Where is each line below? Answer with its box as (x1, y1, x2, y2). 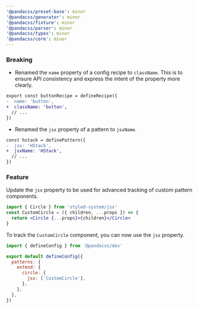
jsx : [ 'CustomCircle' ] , (27, 275, 86, 281)
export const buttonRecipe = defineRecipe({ (6, 93, 118, 99)
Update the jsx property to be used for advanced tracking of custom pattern (6, 187, 193, 194)
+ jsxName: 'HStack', (6, 148, 62, 154)
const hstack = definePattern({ (6, 137, 86, 143)
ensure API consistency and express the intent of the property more (14, 75, 180, 83)
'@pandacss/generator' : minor (6, 14, 81, 20)
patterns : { (11, 259, 41, 265)
